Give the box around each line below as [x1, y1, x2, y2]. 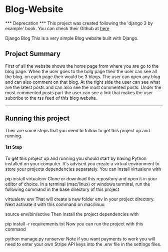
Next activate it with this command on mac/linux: [5, 201, 106, 207]
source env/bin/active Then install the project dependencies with [5, 211, 139, 217]
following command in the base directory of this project [5, 186, 119, 192]
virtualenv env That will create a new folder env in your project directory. [5, 196, 155, 202]
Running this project [5, 114, 70, 123]
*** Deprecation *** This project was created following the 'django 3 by [5, 20, 153, 26]
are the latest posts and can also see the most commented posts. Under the [5, 84, 161, 90]
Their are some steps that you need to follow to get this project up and [5, 127, 150, 133]
